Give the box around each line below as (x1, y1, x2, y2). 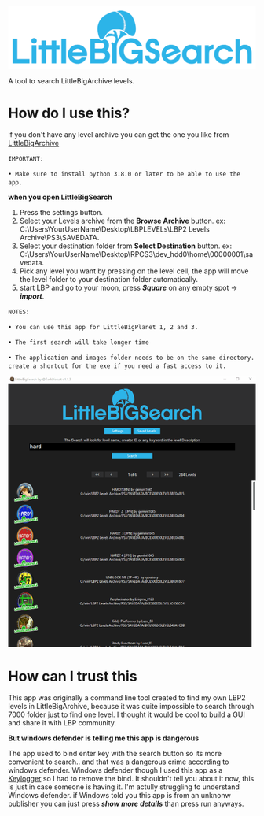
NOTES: (8, 308, 30, 317)
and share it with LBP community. (8, 718, 116, 728)
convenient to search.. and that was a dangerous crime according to (8, 757, 229, 766)
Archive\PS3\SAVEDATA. (19, 233, 100, 243)
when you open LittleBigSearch (8, 192, 112, 202)
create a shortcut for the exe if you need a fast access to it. (8, 362, 226, 370)
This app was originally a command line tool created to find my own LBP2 (8, 693, 246, 703)
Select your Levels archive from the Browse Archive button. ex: (19, 216, 226, 226)
